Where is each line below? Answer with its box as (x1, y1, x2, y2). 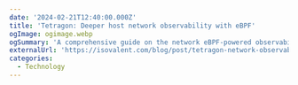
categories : (9, 54, 53, 63)
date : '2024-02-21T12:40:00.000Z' (9, 12, 137, 22)
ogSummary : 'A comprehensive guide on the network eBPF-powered (9, 37, 252, 47)
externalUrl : (9, 46, 58, 55)
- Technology (17, 63, 66, 72)
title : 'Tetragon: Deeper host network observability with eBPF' (9, 21, 255, 30)
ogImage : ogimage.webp (9, 29, 93, 38)
